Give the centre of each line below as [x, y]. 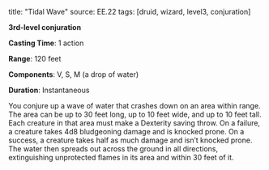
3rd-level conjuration [45, 27]
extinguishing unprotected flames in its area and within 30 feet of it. [121, 157]
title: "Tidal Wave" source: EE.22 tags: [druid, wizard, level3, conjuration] [130, 12]
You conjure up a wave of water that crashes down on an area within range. [134, 106]
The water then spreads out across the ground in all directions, [113, 149]
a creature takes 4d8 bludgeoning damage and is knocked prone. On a [126, 132]
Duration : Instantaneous [49, 90]
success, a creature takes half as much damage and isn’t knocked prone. [130, 140]
